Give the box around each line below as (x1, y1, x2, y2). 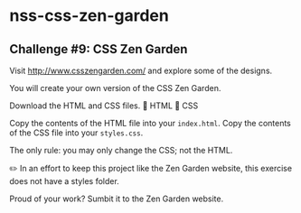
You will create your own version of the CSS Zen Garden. (9, 83, 221, 93)
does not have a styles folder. (9, 176, 119, 186)
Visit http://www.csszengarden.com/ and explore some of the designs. (9, 65, 273, 76)
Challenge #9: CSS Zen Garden (9, 42, 188, 57)
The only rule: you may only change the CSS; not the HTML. (9, 145, 233, 155)
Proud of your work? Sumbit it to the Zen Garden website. (9, 193, 224, 204)
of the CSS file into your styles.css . (9, 127, 144, 138)
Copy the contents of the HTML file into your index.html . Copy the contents (9, 118, 292, 128)
